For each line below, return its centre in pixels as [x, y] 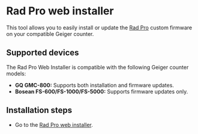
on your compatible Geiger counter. [50, 33]
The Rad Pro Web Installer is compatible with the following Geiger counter [97, 67]
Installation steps [39, 110]
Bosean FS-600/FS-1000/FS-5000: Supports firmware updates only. [101, 92]
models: [16, 74]
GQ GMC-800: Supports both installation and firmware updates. [94, 85]
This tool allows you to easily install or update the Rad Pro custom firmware [99, 28]
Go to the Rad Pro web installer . [54, 124]
